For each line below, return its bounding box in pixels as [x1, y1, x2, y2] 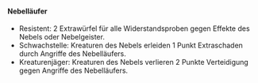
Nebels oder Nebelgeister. [18, 32, 105, 42]
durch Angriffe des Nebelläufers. [18, 49, 126, 58]
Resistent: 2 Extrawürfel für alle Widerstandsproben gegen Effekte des [18, 24, 251, 33]
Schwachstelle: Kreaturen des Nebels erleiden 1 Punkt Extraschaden [18, 40, 244, 51]
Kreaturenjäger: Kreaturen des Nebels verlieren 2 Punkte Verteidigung [18, 58, 249, 67]
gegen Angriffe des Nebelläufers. [18, 66, 129, 75]
